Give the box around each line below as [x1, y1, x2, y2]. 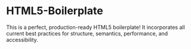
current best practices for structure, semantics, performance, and [6, 30, 168, 37]
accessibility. [6, 36, 39, 43]
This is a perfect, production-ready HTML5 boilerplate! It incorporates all [6, 24, 185, 31]
